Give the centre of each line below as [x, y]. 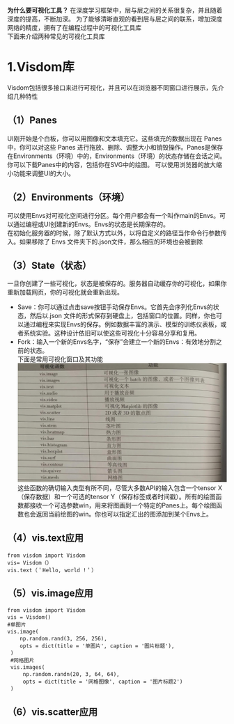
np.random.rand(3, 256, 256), [64, 639]
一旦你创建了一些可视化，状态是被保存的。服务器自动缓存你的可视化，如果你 [117, 283]
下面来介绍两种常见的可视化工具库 [56, 36]
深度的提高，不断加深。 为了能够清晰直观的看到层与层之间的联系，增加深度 [115, 19]
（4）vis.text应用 [46, 538]
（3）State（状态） [49, 266]
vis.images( [28, 668]
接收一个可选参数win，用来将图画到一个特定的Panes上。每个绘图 [123, 505]
